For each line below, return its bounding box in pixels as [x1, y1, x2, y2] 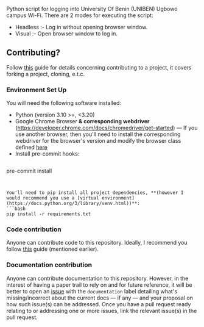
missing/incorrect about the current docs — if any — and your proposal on [6, 294, 194, 301]
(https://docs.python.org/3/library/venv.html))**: [6, 201, 140, 207]
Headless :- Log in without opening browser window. [15, 24, 148, 31]
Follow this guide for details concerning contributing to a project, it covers [6, 63, 192, 71]
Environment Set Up [6, 85, 67, 94]
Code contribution [6, 225, 62, 234]
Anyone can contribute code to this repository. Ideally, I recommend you [6, 239, 188, 246]
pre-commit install [6, 167, 52, 174]
